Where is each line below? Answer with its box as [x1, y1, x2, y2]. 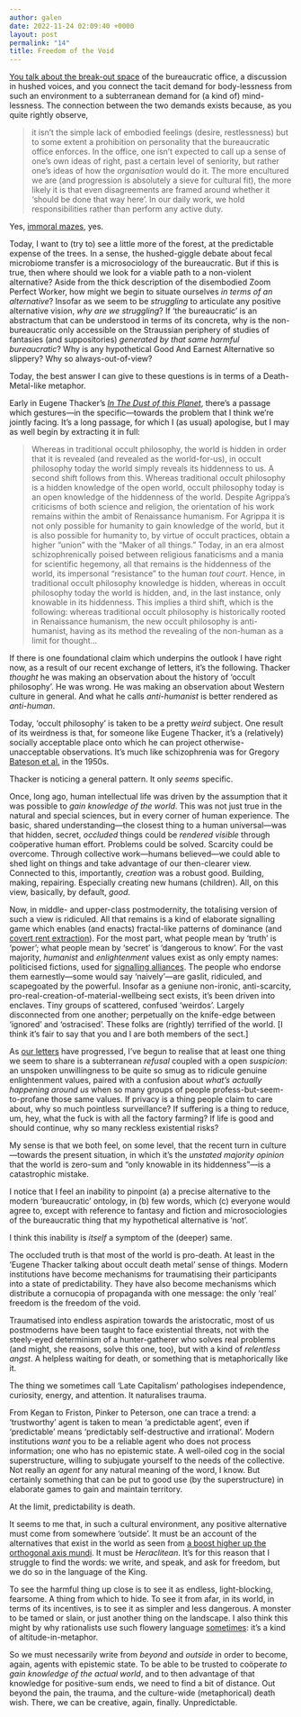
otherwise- [203, 737, 244, 748]
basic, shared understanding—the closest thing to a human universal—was [9, 820, 288, 831]
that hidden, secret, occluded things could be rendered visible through [9, 829, 270, 840]
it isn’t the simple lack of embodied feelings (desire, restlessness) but [31, 127, 289, 138]
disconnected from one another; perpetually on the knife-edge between [9, 1009, 276, 1020]
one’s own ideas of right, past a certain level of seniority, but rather [31, 156, 280, 167]
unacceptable [9, 746, 60, 757]
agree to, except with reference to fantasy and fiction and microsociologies [9, 1206, 288, 1216]
